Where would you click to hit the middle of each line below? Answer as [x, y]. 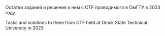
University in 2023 [25, 28]
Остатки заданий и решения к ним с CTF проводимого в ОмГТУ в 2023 [83, 7]
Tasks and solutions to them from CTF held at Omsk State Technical [76, 23]
